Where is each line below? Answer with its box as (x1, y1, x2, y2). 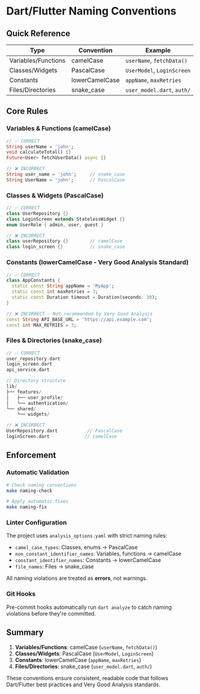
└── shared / (6, 406, 36, 412)
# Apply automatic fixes (6, 498, 69, 505)
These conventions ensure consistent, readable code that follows (6, 674, 169, 681)
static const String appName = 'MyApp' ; (11, 283, 114, 289)
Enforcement (6, 450, 56, 460)
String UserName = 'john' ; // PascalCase (6, 177, 125, 183)
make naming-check (6, 488, 52, 494)
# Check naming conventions (6, 482, 77, 488)
